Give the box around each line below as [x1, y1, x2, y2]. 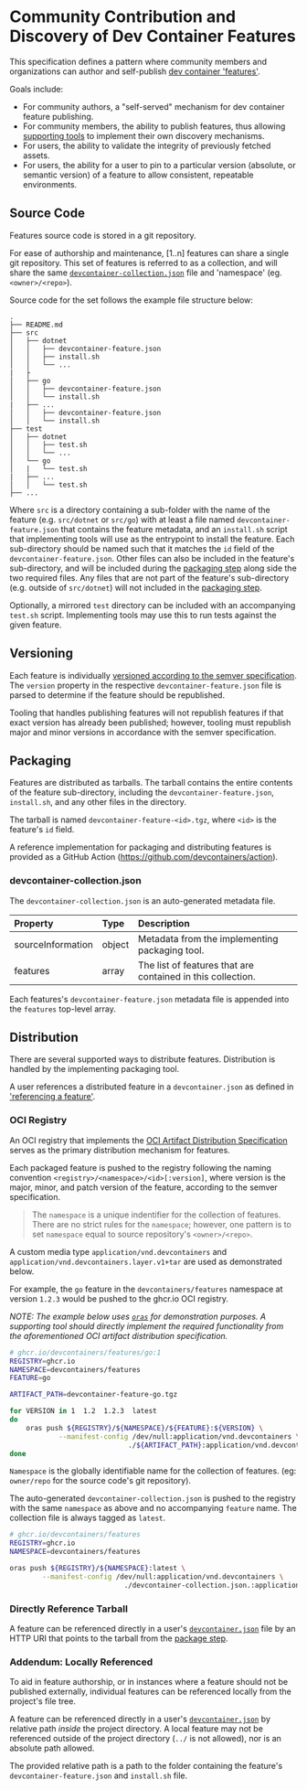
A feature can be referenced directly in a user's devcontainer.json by [9, 1713, 271, 1725]
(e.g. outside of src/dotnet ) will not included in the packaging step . [9, 582, 262, 593]
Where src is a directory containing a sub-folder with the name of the [9, 504, 271, 515]
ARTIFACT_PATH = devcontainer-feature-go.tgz [9, 1390, 178, 1399]
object [101, 938, 130, 950]
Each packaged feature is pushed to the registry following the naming [9, 1162, 272, 1173]
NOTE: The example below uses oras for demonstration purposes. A [9, 1311, 267, 1322]
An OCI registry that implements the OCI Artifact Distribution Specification [9, 1134, 288, 1145]
